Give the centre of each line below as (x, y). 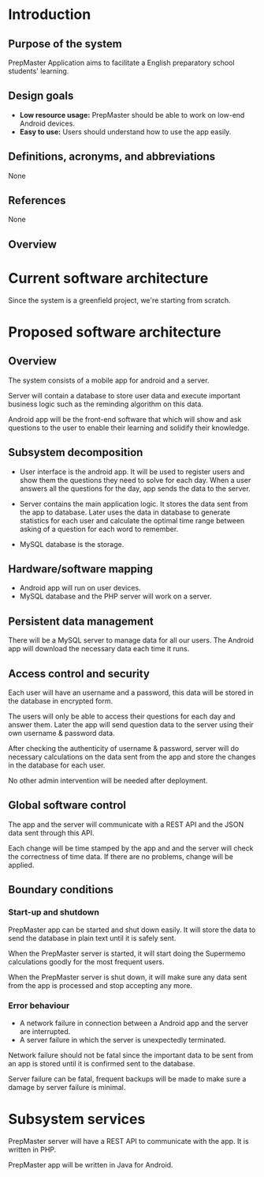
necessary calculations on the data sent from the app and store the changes (132, 757)
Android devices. (47, 123)
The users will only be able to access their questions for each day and (122, 716)
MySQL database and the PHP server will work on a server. (115, 596)
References (37, 200)
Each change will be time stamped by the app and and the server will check (131, 848)
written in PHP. (32, 1149)
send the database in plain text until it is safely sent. (92, 937)
